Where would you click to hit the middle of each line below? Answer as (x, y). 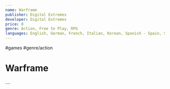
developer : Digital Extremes (36, 19)
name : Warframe (21, 10)
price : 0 (14, 24)
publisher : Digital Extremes (36, 15)
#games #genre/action (29, 48)
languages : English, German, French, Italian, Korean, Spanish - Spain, (83, 33)
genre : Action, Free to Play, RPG (42, 29)
